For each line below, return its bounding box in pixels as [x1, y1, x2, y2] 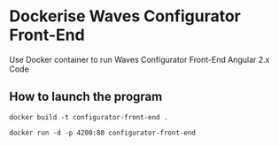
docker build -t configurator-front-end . [9, 112, 168, 121]
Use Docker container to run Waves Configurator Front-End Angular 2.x [9, 54, 270, 65]
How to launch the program [9, 89, 163, 104]
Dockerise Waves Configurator [9, 6, 241, 27]
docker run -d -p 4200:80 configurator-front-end [9, 128, 197, 137]
